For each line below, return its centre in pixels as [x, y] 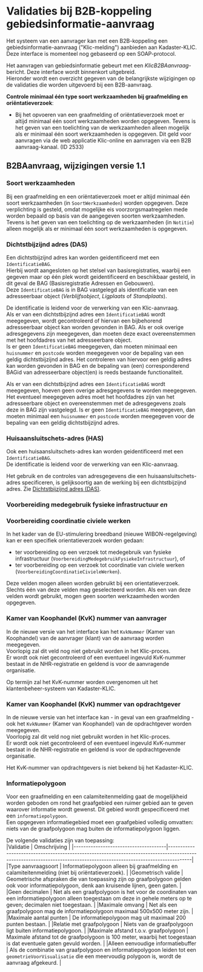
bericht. [16, 72]
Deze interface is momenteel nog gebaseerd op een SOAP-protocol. [92, 53]
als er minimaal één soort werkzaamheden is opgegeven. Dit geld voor [103, 134]
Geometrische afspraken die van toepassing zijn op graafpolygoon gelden [99, 879]
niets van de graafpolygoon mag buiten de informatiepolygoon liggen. [93, 829]
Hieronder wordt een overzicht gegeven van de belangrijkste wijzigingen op [101, 78]
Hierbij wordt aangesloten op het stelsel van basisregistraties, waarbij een [98, 270]
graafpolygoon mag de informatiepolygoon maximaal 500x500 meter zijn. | [100, 911]
